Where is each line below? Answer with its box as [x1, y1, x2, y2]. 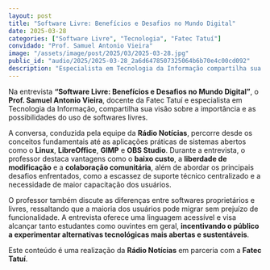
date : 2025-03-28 [8, 27, 67, 35]
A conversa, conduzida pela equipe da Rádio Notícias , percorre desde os [8, 128, 252, 137]
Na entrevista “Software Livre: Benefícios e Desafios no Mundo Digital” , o [8, 86, 260, 96]
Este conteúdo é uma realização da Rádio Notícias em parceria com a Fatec [8, 245, 262, 255]
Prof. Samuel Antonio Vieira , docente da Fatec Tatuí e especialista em [8, 95, 243, 105]
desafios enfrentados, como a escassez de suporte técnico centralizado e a [8, 171, 261, 180]
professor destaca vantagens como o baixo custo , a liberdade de [8, 154, 227, 163]
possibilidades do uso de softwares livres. [8, 112, 148, 122]
